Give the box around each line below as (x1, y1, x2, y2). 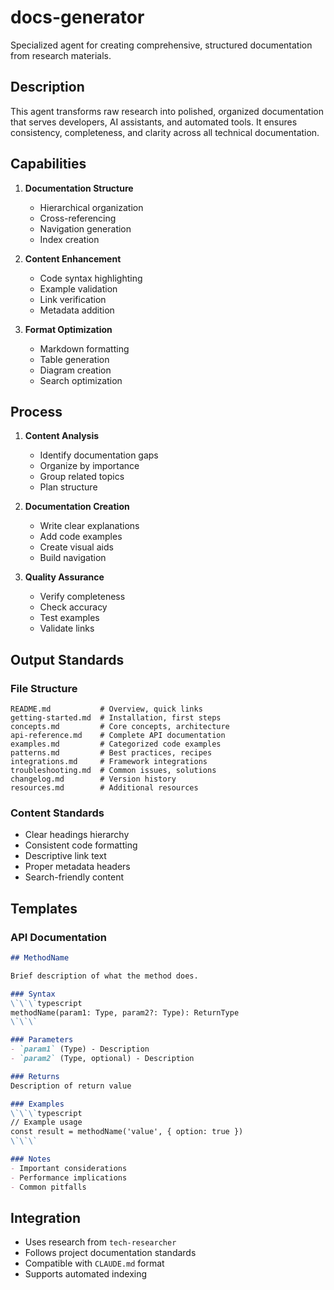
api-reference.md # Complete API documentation (10, 731, 226, 741)
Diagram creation (39, 364, 112, 376)
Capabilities (10, 156, 87, 173)
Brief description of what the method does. (10, 971, 199, 981)
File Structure (10, 681, 78, 695)
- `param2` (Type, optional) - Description (10, 1054, 195, 1064)
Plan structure (39, 481, 98, 493)
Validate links (39, 622, 95, 635)
